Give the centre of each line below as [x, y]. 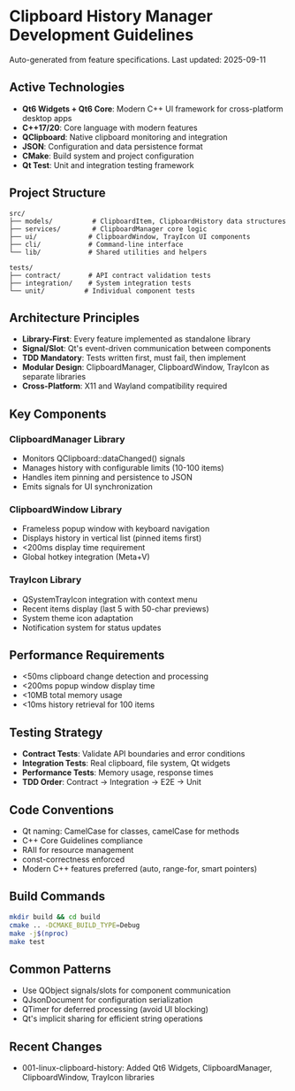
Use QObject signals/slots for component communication [126, 991]
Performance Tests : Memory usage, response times [117, 772]
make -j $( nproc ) [39, 933]
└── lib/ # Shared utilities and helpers [108, 252]
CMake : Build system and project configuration [108, 156]
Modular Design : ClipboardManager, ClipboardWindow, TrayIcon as [145, 367]
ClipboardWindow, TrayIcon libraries [88, 1078]
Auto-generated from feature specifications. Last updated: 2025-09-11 [138, 59]
